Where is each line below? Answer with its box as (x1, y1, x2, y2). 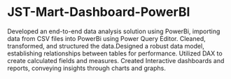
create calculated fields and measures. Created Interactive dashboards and (7, 56, 225, 64)
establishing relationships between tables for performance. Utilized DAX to (7, 49, 223, 58)
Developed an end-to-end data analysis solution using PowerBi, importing (7, 27, 220, 35)
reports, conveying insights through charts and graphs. (7, 64, 166, 72)
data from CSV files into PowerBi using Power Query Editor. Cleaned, (7, 34, 206, 42)
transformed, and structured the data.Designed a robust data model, (7, 42, 204, 50)
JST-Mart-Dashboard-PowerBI (7, 4, 190, 20)
